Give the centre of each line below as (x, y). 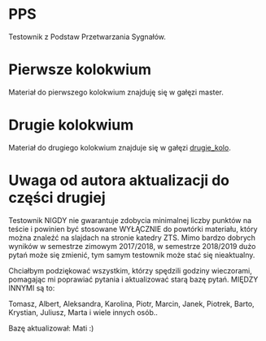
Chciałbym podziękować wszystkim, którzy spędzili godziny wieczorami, (130, 270)
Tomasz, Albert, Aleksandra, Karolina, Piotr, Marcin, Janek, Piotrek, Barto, (131, 304)
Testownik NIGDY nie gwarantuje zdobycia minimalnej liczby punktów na (130, 220)
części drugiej (57, 198)
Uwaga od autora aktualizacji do (119, 181)
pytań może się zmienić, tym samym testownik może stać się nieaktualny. (132, 255)
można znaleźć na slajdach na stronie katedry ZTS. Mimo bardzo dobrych (132, 238)
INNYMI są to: (32, 288)
